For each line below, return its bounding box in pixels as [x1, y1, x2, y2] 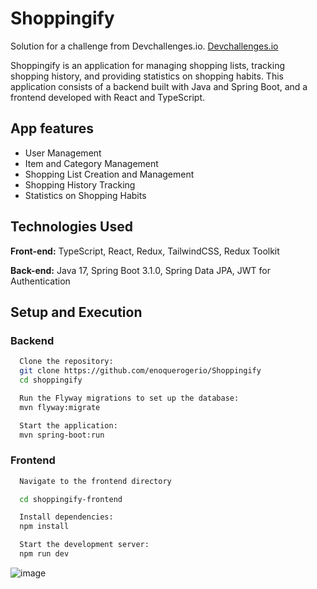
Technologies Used [10, 218, 133, 236]
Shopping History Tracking [24, 178, 136, 191]
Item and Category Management [24, 157, 159, 169]
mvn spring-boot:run [19, 430, 105, 440]
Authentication [10, 275, 71, 287]
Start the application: [19, 420, 118, 431]
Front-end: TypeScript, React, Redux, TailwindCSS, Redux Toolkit [10, 245, 280, 257]
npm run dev [19, 549, 70, 559]
